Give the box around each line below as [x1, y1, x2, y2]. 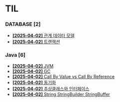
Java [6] [5, 52, 26, 59]
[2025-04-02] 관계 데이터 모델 [12, 33, 75, 39]
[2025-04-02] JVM [12, 63, 54, 69]
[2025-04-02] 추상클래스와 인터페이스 [12, 86, 90, 92]
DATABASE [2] [5, 21, 41, 28]
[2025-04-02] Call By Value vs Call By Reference [12, 73, 115, 80]
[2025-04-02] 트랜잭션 [12, 39, 60, 45]
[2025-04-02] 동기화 [12, 79, 56, 85]
